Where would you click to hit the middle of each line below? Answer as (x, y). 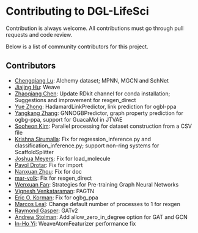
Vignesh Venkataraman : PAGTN (54, 191)
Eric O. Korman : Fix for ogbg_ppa (56, 198)
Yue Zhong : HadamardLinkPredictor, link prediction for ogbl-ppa (95, 106)
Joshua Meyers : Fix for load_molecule (62, 158)
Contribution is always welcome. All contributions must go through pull (95, 28)
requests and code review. (39, 34)
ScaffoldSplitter (34, 152)
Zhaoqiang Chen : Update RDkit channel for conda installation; (92, 94)
